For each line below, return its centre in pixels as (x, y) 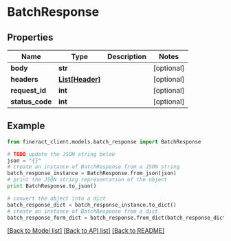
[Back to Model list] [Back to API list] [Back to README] (86, 231)
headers (25, 79)
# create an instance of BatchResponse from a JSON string (93, 167)
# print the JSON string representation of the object (87, 180)
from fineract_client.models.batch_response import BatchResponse (104, 141)
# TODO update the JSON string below (61, 154)
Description (127, 57)
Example (26, 126)
